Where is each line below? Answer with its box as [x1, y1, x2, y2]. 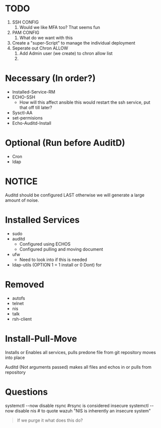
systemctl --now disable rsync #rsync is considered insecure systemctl [5, 403, 149, 408]
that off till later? [19, 104, 52, 110]
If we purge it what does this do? [17, 417, 83, 423]
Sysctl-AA [12, 110, 33, 116]
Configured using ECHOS [19, 241, 71, 247]
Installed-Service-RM [12, 89, 55, 95]
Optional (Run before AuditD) [5, 138, 125, 148]
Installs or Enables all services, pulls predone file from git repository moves [5, 349, 156, 355]
